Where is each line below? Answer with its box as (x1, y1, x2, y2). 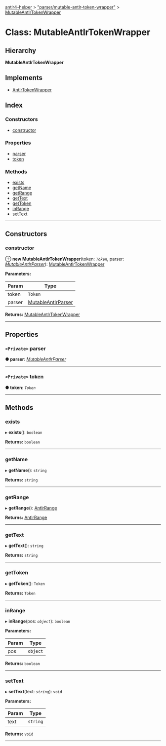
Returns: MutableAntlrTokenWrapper (5, 311, 81, 317)
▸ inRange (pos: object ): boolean (5, 618, 71, 624)
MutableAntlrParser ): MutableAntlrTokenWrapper (5, 261, 105, 267)
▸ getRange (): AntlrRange (5, 505, 57, 511)
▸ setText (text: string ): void (5, 689, 63, 695)
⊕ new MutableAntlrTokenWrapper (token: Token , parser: (5, 256, 124, 262)
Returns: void (5, 731, 34, 737)
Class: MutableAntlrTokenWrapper (5, 27, 151, 38)
